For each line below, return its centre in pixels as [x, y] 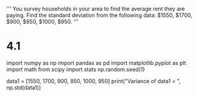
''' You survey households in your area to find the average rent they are [96, 9]
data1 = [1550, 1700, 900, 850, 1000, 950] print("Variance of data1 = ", [94, 81]
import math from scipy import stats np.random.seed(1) [76, 69]
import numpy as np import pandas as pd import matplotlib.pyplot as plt [96, 62]
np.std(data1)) [24, 87]
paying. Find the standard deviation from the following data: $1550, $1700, [100, 15]
